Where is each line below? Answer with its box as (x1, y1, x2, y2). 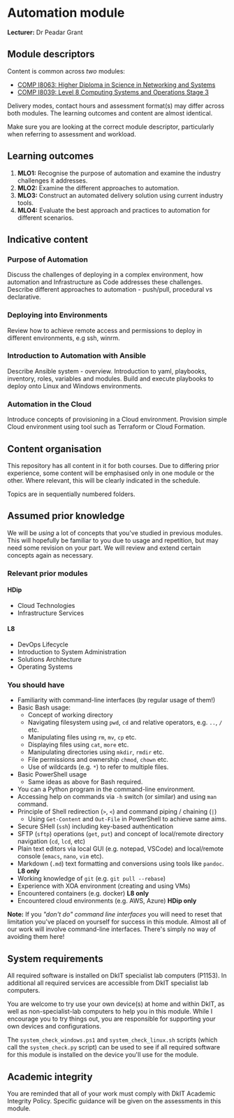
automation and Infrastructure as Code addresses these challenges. (7, 278, 203, 286)
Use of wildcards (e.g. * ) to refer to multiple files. (27, 763, 169, 771)
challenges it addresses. (17, 176, 88, 185)
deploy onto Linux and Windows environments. (7, 381, 142, 390)
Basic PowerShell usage (17, 770, 87, 779)
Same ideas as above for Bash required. (27, 778, 143, 786)
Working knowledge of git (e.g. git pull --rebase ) (17, 875, 166, 883)
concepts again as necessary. (7, 551, 94, 559)
